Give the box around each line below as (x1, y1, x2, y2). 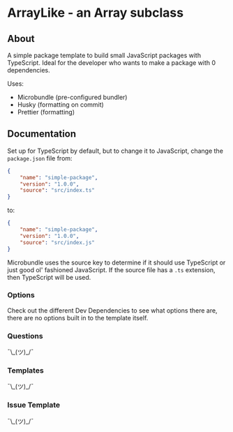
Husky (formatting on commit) (17, 100, 105, 109)
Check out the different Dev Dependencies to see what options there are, (7, 306, 218, 315)
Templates (7, 366, 44, 375)
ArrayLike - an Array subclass (7, 5, 183, 21)
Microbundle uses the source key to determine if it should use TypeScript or (7, 258, 226, 267)
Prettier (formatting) (17, 108, 75, 116)
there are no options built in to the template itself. (7, 313, 149, 322)
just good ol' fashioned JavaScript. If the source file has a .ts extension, (7, 265, 216, 274)
